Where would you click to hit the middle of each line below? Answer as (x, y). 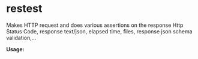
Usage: (16, 49)
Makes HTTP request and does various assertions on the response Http (95, 25)
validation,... (21, 38)
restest (24, 9)
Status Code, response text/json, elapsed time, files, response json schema (100, 31)
